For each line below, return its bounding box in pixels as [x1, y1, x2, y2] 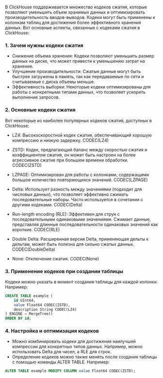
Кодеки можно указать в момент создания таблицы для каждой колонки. [5, 279, 158, 285]
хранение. [12, 63, 34, 69]
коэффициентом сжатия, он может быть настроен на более [12, 152, 136, 157]
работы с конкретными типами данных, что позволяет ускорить [12, 89, 146, 95]
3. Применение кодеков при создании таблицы [5, 268, 124, 275]
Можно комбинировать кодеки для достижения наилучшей [12, 339, 136, 344]
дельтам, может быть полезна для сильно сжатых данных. [12, 241, 134, 247]
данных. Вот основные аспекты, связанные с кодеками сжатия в [5, 25, 140, 31]
